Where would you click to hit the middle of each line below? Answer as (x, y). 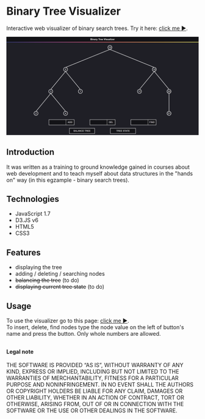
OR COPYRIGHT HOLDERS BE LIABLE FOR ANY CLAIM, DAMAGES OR (95, 391)
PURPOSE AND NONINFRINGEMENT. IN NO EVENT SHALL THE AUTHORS (100, 385)
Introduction (31, 152)
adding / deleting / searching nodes (60, 274)
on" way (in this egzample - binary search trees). (68, 180)
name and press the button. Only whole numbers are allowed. (84, 334)
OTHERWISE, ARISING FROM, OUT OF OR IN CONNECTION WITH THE (95, 404)
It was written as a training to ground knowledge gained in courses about (98, 167)
